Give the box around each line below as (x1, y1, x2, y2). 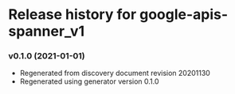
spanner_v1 (8, 22, 85, 40)
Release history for (8, 6, 137, 24)
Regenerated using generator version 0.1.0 (19, 77, 159, 86)
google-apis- (139, 6, 229, 24)
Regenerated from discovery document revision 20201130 (19, 69, 211, 78)
